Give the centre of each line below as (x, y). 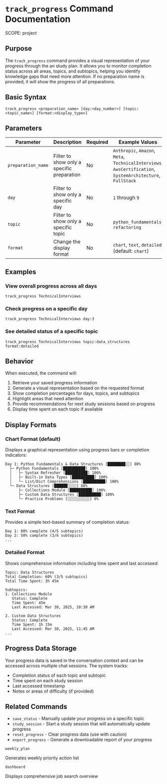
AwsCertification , (134, 169)
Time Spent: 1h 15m (32, 624)
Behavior (19, 361)
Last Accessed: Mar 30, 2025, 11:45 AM (53, 629)
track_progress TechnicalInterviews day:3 (50, 319)
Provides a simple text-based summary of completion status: (68, 522)
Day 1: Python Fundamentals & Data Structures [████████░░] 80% (73, 464)
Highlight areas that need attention (48, 399)
